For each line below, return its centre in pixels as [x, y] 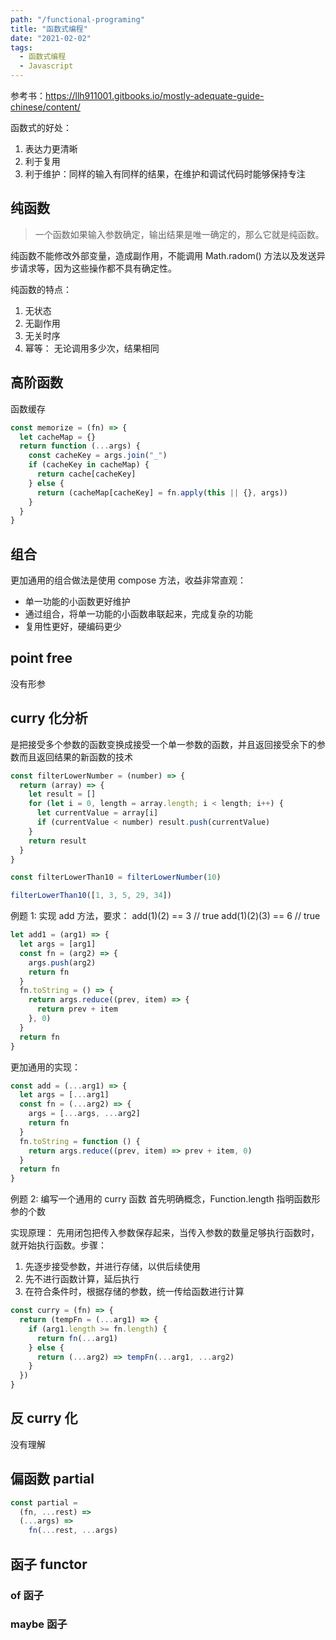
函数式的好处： [41, 127]
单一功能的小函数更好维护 [77, 602]
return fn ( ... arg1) [77, 1338]
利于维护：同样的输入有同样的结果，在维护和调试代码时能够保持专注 [165, 174]
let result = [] [62, 794]
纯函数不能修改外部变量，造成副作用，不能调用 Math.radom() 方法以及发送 [163, 255]
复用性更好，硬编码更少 [73, 627]
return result [57, 841]
